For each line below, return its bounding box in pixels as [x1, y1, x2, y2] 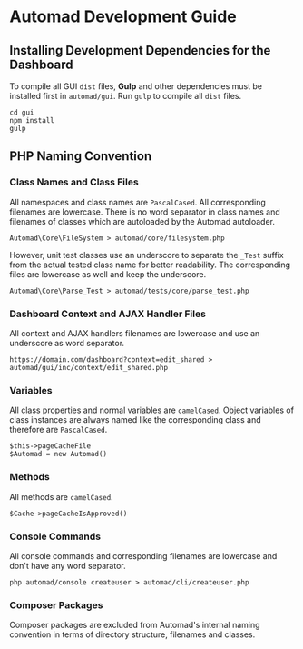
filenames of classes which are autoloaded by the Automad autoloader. [9, 215, 275, 226]
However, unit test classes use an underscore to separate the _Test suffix [9, 249, 284, 260]
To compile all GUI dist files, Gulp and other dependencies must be [9, 81, 263, 92]
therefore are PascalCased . [9, 424, 108, 435]
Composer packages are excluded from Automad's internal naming [9, 620, 260, 631]
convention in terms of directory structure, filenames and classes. [9, 629, 256, 640]
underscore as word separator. [9, 337, 125, 348]
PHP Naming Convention [9, 148, 152, 165]
